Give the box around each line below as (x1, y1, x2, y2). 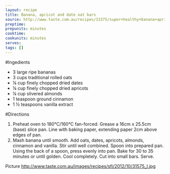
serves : (5, 41, 22, 46)
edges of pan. (12, 131, 42, 137)
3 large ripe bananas (12, 69, 56, 75)
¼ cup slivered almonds (12, 90, 62, 96)
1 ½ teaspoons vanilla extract (12, 101, 73, 107)
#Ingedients (5, 59, 30, 65)
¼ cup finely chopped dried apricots (12, 85, 89, 91)
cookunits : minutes (5, 36, 47, 41)
